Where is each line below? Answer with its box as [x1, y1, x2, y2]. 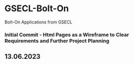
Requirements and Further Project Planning [4, 37, 110, 44]
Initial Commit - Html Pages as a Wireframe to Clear [4, 31, 129, 38]
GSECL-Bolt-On [4, 3, 69, 14]
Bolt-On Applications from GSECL [4, 19, 73, 25]
